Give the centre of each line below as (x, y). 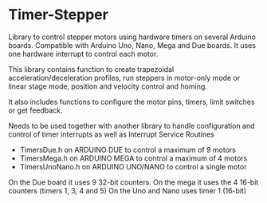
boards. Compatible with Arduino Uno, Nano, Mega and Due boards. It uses (132, 45)
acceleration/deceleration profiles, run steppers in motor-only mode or (124, 78)
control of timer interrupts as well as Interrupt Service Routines (112, 134)
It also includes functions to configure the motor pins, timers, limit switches (132, 101)
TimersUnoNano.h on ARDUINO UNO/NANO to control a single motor (133, 166)
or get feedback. (35, 110)
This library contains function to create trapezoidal (91, 69)
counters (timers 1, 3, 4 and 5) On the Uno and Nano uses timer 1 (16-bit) (128, 190)
